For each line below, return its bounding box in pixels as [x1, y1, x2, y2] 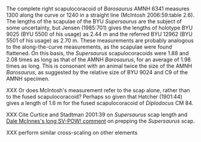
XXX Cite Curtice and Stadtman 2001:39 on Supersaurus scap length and [6, 111, 188, 118]
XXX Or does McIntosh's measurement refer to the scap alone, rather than [6, 87, 190, 93]
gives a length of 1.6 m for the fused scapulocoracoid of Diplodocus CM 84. [6, 99, 194, 107]
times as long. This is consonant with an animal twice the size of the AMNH [6, 62, 193, 70]
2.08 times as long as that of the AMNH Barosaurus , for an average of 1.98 [6, 56, 191, 63]
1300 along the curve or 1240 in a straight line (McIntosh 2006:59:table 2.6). [6, 11, 195, 19]
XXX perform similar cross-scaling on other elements [6, 129, 138, 136]
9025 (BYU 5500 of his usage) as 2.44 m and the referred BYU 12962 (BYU [6, 31, 193, 38]
